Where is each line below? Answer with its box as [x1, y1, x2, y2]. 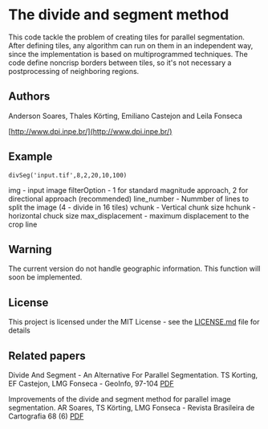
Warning [8, 243, 52, 256]
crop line [8, 219, 38, 229]
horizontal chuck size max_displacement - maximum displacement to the [8, 210, 250, 220]
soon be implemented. [8, 272, 83, 282]
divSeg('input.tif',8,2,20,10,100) [8, 171, 128, 179]
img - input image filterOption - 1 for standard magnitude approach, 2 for [8, 185, 249, 194]
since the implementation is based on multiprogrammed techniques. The [8, 49, 249, 59]
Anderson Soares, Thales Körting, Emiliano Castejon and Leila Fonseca [8, 111, 243, 121]
